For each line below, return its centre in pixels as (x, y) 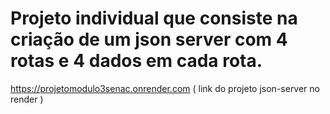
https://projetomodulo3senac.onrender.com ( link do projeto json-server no (165, 88)
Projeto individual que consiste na (154, 18)
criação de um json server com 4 (149, 39)
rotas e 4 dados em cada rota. (136, 61)
